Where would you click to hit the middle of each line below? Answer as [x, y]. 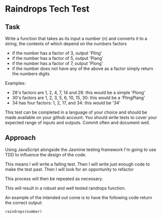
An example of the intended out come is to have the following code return [79, 197]
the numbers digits [31, 74]
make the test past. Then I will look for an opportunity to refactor [70, 169]
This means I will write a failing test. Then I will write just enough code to [78, 164]
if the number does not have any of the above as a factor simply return [83, 68]
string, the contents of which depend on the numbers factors [66, 44]
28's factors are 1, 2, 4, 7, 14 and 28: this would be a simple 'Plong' [79, 93]
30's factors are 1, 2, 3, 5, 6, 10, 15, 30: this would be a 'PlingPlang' [79, 98]
